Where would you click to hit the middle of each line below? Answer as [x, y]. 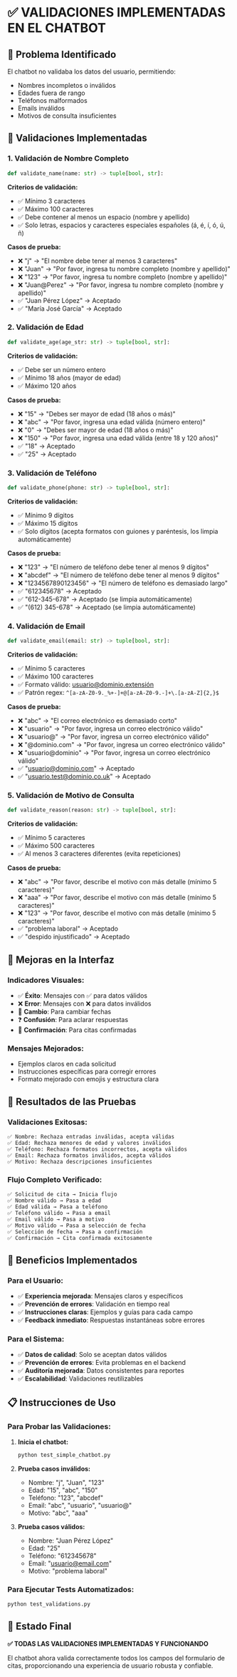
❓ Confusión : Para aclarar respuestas [73, 1019]
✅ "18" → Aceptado [47, 446]
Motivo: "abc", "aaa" [58, 1513]
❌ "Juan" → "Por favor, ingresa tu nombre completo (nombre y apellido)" [124, 269]
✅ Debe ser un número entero [62, 369]
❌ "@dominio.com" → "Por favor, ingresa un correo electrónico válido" [121, 745]
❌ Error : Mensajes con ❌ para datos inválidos [84, 1003]
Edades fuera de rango [51, 93]
